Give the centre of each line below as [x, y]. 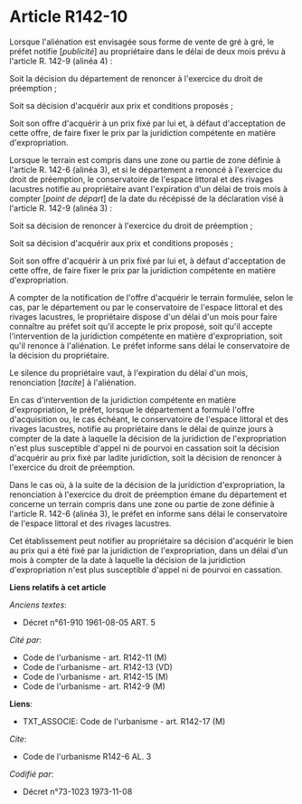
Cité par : [26, 639]
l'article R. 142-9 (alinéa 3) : [61, 208]
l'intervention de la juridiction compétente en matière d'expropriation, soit [146, 336]
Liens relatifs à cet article [58, 587]
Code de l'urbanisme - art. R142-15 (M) [95, 676]
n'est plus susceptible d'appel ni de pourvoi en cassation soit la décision [145, 448]
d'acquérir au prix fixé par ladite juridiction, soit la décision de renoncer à [146, 457]
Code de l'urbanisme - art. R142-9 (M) [94, 686]
